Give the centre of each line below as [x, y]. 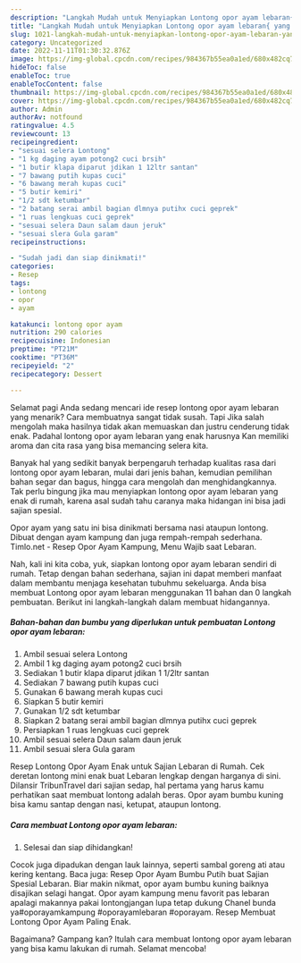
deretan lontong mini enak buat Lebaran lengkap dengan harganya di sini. [146, 776]
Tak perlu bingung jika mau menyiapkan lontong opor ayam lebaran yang [144, 491]
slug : [20, 34]
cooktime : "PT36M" [44, 358]
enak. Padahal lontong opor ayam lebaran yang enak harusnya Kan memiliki [150, 435]
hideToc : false [38, 68]
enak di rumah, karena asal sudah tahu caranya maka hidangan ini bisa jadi [148, 501]
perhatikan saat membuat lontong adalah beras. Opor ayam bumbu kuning [147, 795]
